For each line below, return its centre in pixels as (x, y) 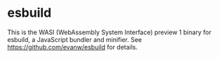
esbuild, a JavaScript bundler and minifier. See (75, 39)
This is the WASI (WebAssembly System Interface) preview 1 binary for (109, 32)
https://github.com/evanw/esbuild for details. (73, 47)
